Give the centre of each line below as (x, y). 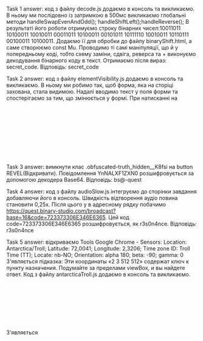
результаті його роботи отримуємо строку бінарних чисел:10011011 (94, 28)
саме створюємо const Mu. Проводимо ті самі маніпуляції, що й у (92, 47)
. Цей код (117, 217)
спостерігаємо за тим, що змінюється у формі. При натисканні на (92, 98)
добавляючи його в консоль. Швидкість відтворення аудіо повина (92, 198)
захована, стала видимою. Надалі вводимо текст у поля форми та (92, 91)
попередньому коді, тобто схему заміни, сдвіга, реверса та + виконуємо (101, 54)
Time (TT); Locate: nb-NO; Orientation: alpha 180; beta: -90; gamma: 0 (95, 255)
